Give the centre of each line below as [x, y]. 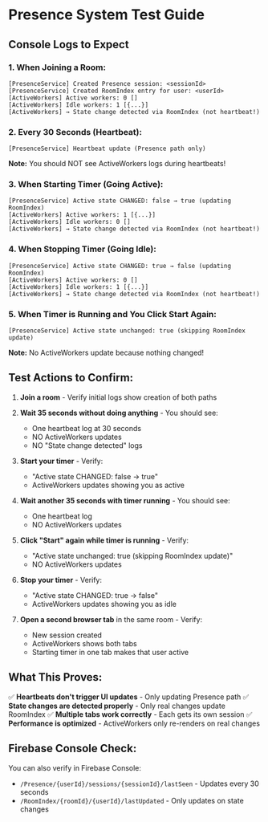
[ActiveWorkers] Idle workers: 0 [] [69, 222]
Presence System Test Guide [106, 15]
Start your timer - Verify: [61, 461]
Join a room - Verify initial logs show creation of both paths [118, 397]
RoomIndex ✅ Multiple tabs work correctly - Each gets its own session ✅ [130, 714]
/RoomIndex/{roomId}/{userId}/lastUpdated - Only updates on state [132, 800]
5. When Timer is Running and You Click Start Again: [112, 314]
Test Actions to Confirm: [71, 378]
